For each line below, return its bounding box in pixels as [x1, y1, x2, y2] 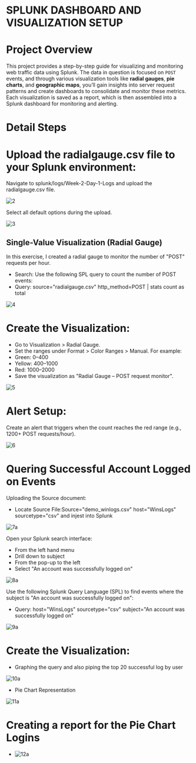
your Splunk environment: [6, 160, 137, 174]
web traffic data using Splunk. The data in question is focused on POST [6, 69, 176, 76]
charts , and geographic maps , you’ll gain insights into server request [6, 81, 175, 88]
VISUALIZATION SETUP [6, 16, 124, 29]
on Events [6, 475, 56, 488]
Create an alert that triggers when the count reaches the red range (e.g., [6, 424, 182, 431]
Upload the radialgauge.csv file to [6, 148, 175, 161]
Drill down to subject [14, 552, 65, 560]
